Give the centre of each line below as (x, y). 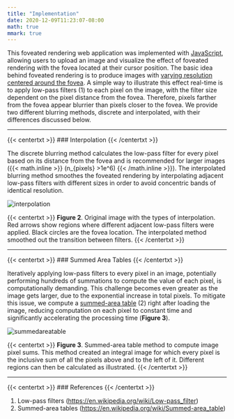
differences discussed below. (49, 120)
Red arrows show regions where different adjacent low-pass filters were (111, 225)
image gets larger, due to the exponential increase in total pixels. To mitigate (116, 296)
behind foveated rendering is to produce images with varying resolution (110, 75)
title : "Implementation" (43, 14)
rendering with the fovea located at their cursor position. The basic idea (110, 68)
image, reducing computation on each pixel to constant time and (100, 311)
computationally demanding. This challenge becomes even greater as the (112, 288)
